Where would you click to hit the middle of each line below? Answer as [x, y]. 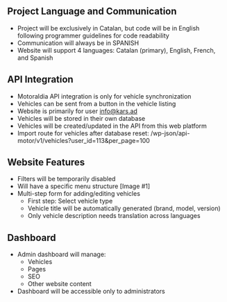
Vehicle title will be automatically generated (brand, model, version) [124, 208]
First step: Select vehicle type [70, 201]
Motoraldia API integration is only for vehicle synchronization [104, 96]
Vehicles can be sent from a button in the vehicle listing [96, 103]
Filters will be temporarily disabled [66, 179]
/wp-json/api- [170, 133]
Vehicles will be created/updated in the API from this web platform [112, 126]
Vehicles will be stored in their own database [81, 118]
